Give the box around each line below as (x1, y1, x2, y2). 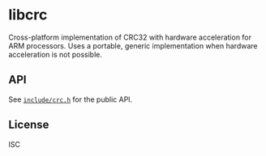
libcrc (8, 6, 48, 24)
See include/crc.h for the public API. (8, 95, 133, 104)
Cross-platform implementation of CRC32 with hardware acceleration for (8, 32, 252, 42)
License (8, 118, 49, 132)
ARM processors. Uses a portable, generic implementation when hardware (8, 40, 258, 50)
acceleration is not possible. (8, 49, 103, 59)
